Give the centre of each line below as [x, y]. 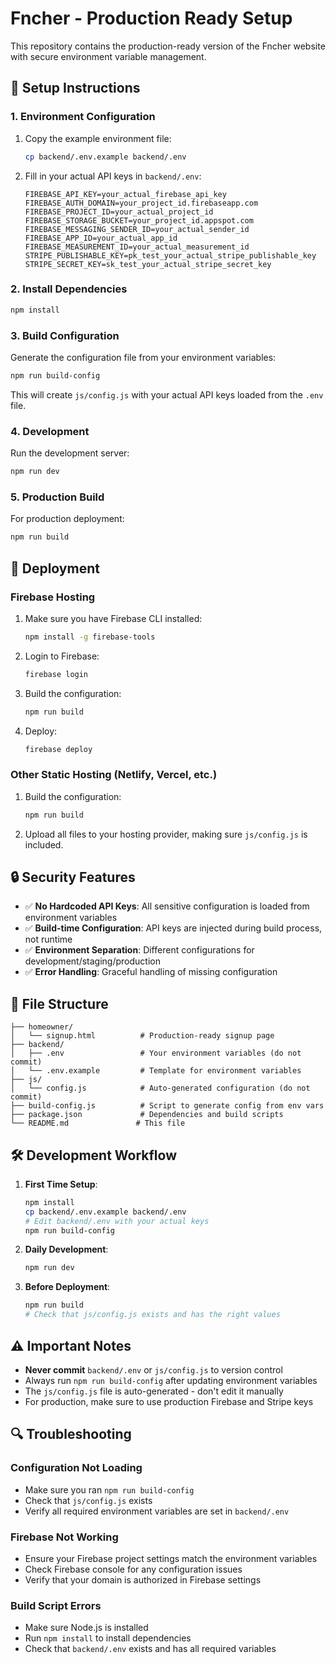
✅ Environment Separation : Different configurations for [139, 950]
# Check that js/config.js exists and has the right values [152, 1315]
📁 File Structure [59, 1003]
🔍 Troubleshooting [71, 1434]
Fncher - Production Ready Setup [151, 18]
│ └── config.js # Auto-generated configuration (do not [160, 1088]
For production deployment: [67, 519]
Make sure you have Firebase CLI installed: [113, 618]
